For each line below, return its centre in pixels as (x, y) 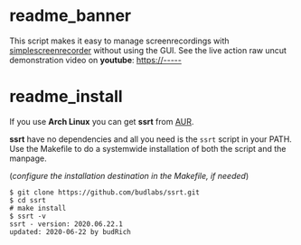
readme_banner (71, 16)
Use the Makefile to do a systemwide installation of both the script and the (148, 148)
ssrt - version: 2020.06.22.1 (66, 224)
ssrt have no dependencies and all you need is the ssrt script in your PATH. (150, 139)
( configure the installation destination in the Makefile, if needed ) (129, 175)
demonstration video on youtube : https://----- (96, 60)
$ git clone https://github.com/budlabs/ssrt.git (105, 192)
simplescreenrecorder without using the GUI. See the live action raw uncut (148, 50)
